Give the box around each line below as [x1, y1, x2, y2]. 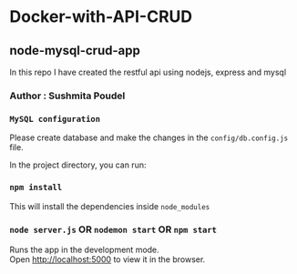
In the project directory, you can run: [9, 159, 147, 170]
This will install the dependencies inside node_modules [9, 200, 210, 211]
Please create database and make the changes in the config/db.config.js [9, 132, 289, 143]
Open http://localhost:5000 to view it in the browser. [9, 253, 206, 265]
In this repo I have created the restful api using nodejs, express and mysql [9, 66, 287, 77]
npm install [9, 182, 63, 193]
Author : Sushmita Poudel [9, 89, 126, 102]
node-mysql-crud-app [9, 43, 141, 58]
